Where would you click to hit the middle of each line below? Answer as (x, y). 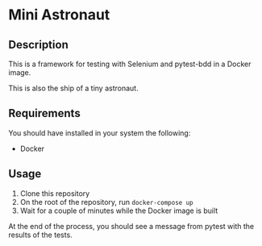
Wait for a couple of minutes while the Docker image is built (119, 211)
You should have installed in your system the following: (100, 133)
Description (38, 45)
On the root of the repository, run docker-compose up (106, 202)
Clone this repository (55, 193)
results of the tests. (40, 235)
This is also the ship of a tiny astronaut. (73, 88)
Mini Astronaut (59, 15)
